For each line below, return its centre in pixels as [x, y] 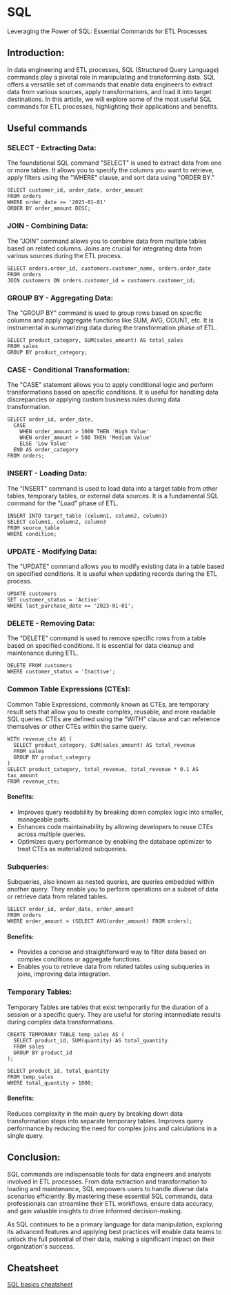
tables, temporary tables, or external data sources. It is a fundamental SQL [113, 496]
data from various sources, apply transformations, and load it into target [109, 91]
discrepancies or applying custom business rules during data [94, 399]
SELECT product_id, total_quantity [58, 1071]
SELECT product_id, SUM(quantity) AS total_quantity [91, 1040]
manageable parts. [44, 819]
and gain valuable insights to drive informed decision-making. [95, 1211]
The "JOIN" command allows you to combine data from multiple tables [107, 241]
